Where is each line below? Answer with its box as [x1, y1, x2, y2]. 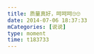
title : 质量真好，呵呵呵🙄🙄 [7, 10, 80, 18]
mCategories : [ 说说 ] [7, 23, 66, 30]
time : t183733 [7, 36, 50, 43]
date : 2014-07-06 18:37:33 [7, 17, 88, 24]
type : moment [7, 29, 46, 37]
